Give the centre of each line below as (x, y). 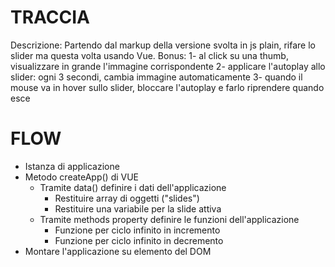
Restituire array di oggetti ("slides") (127, 198)
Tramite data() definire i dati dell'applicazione (133, 187)
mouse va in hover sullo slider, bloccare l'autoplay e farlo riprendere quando (167, 87)
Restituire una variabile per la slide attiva (138, 208)
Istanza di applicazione (72, 166)
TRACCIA (50, 17)
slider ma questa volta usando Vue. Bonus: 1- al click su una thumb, (149, 55)
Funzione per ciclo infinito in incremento (137, 230)
